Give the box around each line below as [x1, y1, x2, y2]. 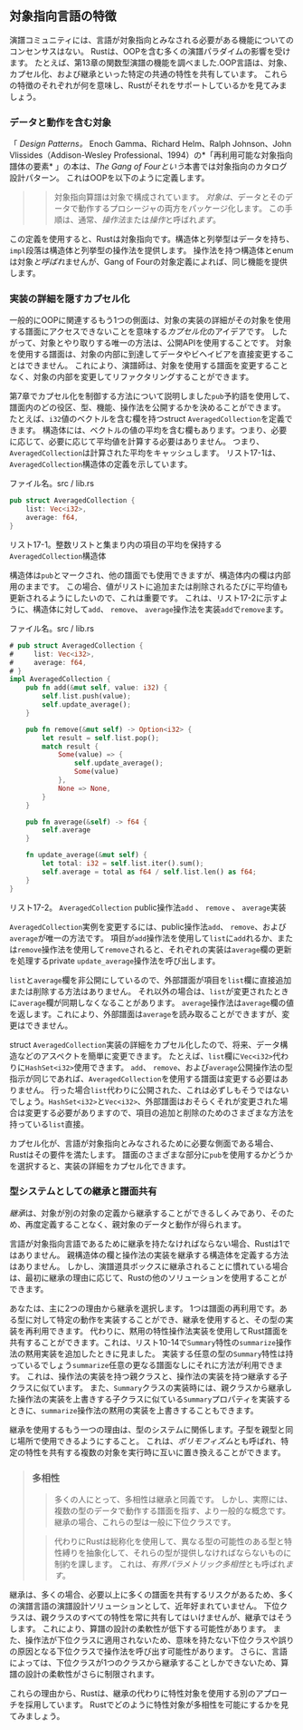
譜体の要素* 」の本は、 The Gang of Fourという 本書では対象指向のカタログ [9, 161, 288, 172]
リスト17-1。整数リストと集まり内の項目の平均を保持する [9, 539, 223, 550]
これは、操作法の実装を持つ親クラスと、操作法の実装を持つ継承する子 [26, 1371, 288, 1382]
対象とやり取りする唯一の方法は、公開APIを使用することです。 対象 [40, 337, 292, 348]
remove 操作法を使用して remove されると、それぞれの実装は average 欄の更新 [17, 943, 292, 954]
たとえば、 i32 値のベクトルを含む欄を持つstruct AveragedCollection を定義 [9, 414, 285, 425]
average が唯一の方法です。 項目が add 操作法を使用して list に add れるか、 [9, 933, 278, 943]
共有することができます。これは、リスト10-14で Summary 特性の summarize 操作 [9, 1336, 292, 1347]
